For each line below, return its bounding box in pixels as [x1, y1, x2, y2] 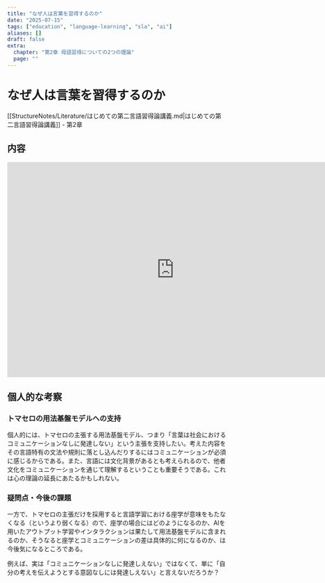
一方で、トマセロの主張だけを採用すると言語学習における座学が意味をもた [7, 510, 220, 518]
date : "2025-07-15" [7, 17, 64, 24]
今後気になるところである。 [7, 545, 87, 553]
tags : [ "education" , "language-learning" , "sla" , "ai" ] [7, 23, 172, 30]
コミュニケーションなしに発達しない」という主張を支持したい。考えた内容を [7, 439, 226, 448]
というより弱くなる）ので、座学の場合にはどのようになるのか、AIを [31, 518, 226, 527]
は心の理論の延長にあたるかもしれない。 [7, 474, 123, 482]
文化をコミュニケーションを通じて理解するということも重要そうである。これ [7, 466, 226, 474]
